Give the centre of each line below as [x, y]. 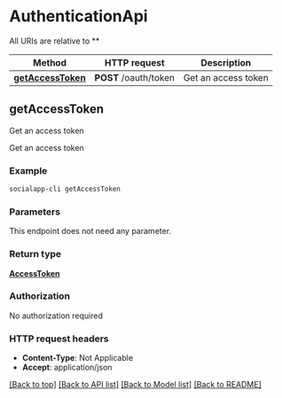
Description [226, 62]
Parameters [35, 212]
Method [50, 62]
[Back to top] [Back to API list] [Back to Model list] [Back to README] [135, 385]
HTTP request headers [59, 339]
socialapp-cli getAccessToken [65, 189]
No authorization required [56, 316]
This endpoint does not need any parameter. [90, 231]
